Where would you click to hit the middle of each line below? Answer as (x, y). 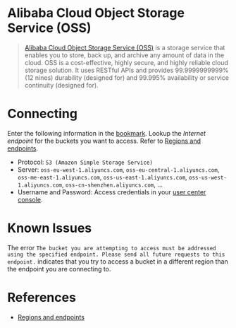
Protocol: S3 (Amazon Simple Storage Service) (85, 162)
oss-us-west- (208, 177)
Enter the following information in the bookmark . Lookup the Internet (107, 133)
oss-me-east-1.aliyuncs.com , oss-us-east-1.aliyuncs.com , (103, 177)
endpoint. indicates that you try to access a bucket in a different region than (118, 261)
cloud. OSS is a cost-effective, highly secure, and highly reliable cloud (126, 62)
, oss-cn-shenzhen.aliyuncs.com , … (113, 184)
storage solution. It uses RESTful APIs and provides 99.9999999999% (126, 70)
